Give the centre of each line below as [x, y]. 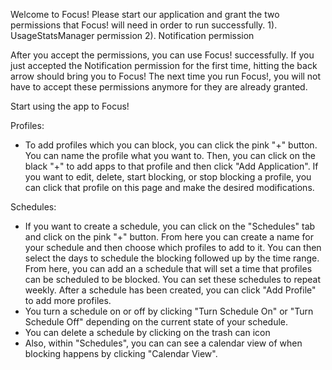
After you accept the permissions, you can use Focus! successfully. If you [162, 55]
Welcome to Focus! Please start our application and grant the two [145, 14]
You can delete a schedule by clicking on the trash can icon [147, 332]
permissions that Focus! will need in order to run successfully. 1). [144, 25]
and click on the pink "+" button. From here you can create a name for [169, 237]
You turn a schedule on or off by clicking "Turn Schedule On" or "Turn [169, 311]
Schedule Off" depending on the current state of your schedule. [156, 322]
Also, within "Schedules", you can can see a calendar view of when [163, 343]
